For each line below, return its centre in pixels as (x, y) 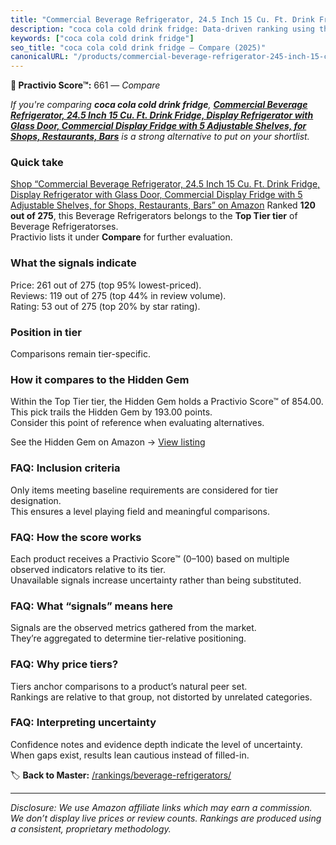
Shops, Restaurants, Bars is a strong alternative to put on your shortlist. (160, 137)
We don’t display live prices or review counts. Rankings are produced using (166, 818)
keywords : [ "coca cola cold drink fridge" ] (102, 38)
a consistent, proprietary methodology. (91, 828)
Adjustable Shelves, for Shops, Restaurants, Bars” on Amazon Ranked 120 (163, 205)
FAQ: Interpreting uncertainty (83, 723)
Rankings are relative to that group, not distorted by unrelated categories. (161, 697)
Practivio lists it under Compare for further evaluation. (121, 237)
